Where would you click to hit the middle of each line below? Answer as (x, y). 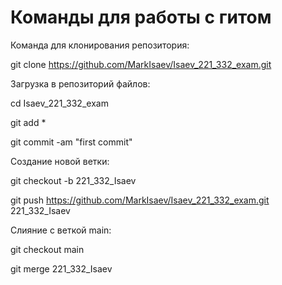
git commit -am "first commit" (71, 142)
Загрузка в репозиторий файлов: (80, 83)
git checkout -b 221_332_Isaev (73, 180)
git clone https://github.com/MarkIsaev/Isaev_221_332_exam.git (141, 64)
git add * (28, 122)
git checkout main (47, 249)
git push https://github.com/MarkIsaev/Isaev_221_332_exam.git (140, 200)
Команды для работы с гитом (141, 17)
